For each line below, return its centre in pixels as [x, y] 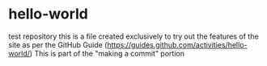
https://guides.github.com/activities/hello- [177, 44]
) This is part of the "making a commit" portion [107, 53]
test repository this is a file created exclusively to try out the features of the [133, 36]
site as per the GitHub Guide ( [58, 44]
